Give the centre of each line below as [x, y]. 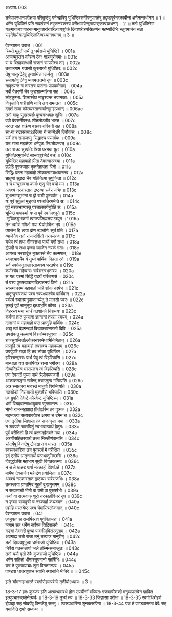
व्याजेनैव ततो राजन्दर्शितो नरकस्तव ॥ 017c [40, 236]
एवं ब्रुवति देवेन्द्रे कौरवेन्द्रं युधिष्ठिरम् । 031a [39, 398]
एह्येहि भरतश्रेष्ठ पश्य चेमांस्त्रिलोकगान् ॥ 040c [42, 508]
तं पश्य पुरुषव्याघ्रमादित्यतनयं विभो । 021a [39, 282]
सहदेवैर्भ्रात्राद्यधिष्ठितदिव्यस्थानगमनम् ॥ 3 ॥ [40, 35]
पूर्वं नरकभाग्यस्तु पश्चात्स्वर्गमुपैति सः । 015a [41, 207]
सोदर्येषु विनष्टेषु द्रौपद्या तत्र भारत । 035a [39, 444]
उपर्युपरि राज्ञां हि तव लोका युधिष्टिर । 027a [41, 352]
